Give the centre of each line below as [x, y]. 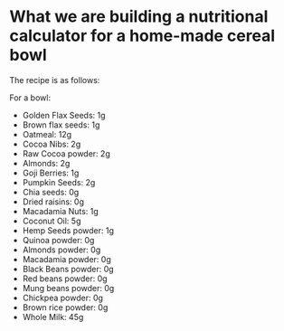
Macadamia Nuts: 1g [61, 211]
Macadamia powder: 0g [66, 259]
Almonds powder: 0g [62, 250]
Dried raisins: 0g [53, 202]
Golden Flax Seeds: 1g [64, 115]
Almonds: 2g [46, 163]
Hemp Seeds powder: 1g [68, 230]
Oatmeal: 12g [47, 134]
